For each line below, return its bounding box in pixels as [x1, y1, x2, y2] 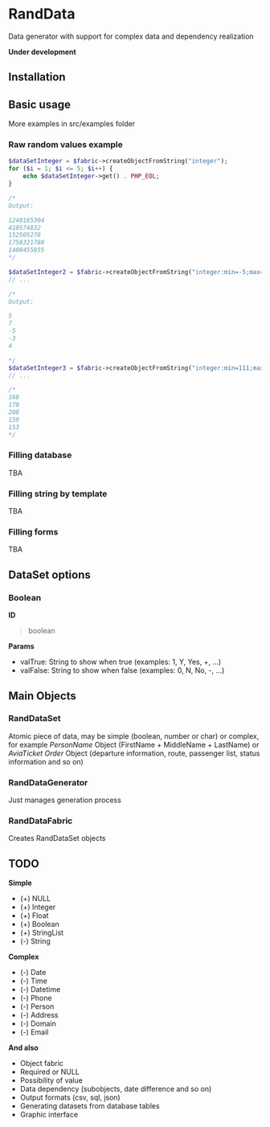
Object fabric [19, 1059, 64, 1068]
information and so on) [8, 756, 84, 766]
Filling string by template [8, 488, 108, 499]
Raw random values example [8, 139, 123, 150]
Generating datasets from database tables [19, 1101, 160, 1111]
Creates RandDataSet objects [8, 834, 106, 843]
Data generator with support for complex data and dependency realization [8, 31, 255, 41]
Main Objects [8, 689, 76, 703]
